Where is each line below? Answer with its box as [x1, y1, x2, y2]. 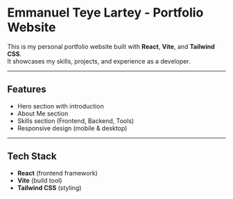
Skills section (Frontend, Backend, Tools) [17, 116, 135, 125]
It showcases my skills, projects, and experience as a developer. [7, 57, 191, 65]
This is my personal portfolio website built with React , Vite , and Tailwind [7, 42, 215, 50]
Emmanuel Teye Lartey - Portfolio [7, 5, 204, 21]
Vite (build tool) [17, 176, 62, 184]
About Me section [17, 109, 69, 117]
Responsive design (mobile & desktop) [17, 124, 128, 132]
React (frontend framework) [17, 169, 98, 177]
